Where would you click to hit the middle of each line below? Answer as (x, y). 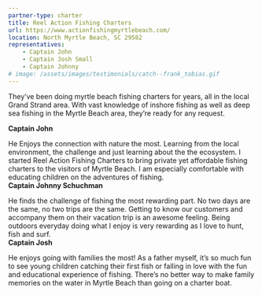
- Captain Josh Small (57, 60)
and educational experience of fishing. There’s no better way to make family (131, 274)
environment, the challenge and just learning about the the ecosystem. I (125, 152)
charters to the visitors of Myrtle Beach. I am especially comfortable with (126, 168)
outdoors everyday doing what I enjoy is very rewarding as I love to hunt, (126, 226)
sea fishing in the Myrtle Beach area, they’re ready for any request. (117, 113)
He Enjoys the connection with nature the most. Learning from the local (124, 143)
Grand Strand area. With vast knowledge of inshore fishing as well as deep (129, 105)
